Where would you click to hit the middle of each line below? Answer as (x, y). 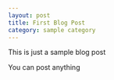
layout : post (29, 15)
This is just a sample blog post (57, 53)
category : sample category (52, 30)
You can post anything (44, 67)
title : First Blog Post (47, 23)
